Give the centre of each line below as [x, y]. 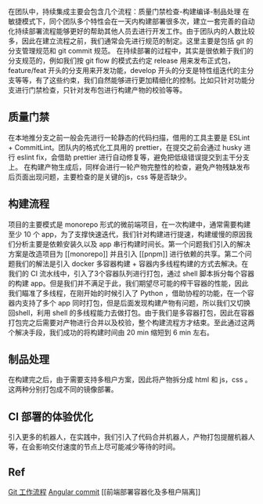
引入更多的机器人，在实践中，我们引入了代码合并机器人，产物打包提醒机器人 [131, 437]
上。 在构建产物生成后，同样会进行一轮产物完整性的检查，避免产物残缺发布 [129, 166]
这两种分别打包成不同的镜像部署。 [63, 389]
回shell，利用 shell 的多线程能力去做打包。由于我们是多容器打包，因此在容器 [131, 312]
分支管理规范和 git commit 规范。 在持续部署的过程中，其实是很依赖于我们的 [131, 51]
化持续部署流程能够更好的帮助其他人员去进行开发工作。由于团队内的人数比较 [131, 31]
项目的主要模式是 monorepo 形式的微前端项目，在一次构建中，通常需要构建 [130, 224]
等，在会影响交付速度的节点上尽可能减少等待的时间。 [94, 447]
